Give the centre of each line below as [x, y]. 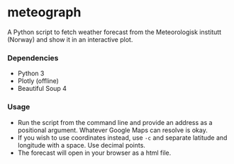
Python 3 [31, 73]
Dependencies [33, 58]
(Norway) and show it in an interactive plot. [70, 39]
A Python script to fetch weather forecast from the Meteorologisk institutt [115, 32]
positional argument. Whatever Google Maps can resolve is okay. [112, 130]
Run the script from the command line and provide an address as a [115, 122]
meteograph [44, 12]
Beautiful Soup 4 [42, 89]
